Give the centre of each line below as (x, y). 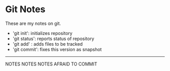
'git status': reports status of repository (53, 39)
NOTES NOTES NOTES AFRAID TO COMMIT (51, 64)
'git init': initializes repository (42, 33)
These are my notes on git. (33, 23)
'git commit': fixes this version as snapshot (57, 49)
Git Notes (25, 9)
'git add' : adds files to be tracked (48, 44)
